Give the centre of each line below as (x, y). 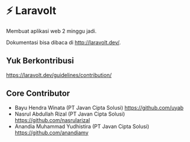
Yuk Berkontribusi (40, 61)
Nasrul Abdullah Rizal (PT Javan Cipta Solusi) (70, 114)
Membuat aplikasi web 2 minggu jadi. (51, 31)
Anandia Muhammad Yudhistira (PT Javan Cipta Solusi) (82, 126)
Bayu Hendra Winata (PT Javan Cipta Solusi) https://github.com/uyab (99, 107)
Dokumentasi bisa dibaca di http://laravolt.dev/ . (63, 42)
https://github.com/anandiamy (51, 133)
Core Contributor (38, 94)
